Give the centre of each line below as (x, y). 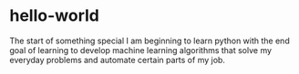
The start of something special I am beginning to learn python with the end (149, 41)
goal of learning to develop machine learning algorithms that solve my (140, 50)
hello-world (55, 16)
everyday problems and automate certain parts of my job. (118, 60)
